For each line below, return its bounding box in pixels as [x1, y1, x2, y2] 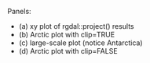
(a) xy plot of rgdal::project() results [18, 22, 134, 30]
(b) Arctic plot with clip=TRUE [18, 30, 115, 39]
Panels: [7, 7, 32, 16]
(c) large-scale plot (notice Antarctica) [18, 38, 143, 47]
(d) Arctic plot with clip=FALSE [18, 47, 119, 55]
